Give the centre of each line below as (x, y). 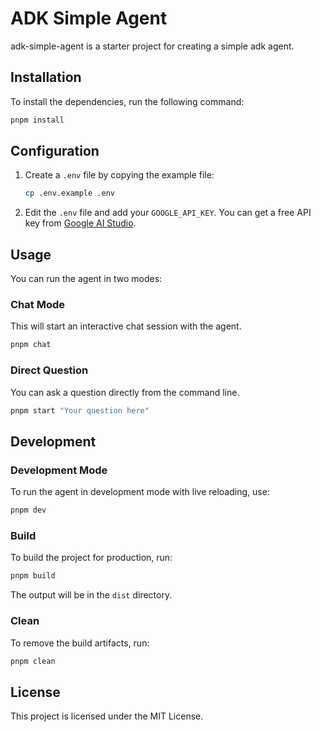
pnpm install (37, 120)
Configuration (55, 151)
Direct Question (49, 370)
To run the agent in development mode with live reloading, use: (140, 492)
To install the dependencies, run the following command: (127, 101)
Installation (46, 77)
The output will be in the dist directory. (91, 595)
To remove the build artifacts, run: (80, 643)
